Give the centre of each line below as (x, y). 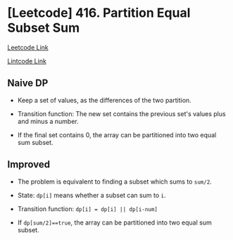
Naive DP (28, 83)
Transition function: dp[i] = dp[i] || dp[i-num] (88, 208)
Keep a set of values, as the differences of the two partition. (104, 100)
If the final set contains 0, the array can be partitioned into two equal (117, 134)
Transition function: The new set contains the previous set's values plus (122, 113)
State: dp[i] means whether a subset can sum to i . (92, 195)
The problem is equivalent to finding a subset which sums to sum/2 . (115, 182)
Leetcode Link (28, 47)
